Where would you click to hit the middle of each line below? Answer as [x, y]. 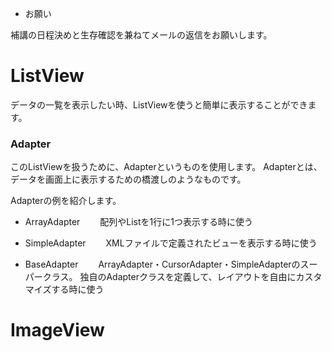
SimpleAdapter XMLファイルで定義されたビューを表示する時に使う [171, 243]
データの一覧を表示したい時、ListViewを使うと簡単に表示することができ [159, 104]
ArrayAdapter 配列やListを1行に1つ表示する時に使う [138, 222]
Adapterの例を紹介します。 [66, 201]
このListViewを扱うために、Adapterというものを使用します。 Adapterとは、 [166, 167]
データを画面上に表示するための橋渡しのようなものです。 [128, 179]
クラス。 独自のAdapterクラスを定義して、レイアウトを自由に [169, 277]
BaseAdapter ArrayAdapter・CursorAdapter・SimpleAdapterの [162, 264]
